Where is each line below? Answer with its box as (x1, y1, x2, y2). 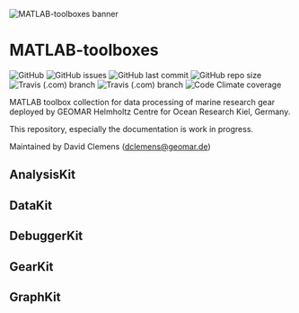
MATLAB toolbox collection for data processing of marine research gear (9, 96, 276, 107)
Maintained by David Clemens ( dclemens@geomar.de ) (9, 140, 211, 152)
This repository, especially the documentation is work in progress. (9, 123, 254, 134)
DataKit (9, 198, 52, 213)
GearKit (9, 259, 54, 274)
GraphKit (9, 289, 61, 305)
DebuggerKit (9, 228, 84, 244)
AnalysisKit (9, 167, 76, 183)
